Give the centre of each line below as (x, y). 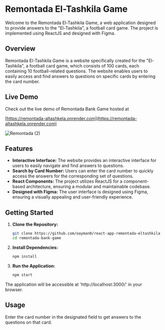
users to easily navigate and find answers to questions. (68, 165)
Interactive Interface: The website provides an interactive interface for (84, 161)
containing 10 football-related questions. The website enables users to (77, 71)
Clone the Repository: (35, 225)
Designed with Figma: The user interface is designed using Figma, (80, 192)
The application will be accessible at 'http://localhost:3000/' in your (74, 284)
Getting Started (29, 213)
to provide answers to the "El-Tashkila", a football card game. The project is (82, 28)
